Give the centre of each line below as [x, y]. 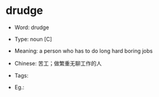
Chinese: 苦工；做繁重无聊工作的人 [58, 63]
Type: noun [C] [33, 39]
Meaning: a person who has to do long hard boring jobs [83, 51]
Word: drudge [32, 27]
